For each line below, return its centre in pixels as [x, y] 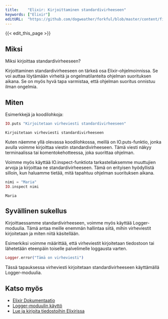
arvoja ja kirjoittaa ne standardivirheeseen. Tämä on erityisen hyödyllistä [80, 167]
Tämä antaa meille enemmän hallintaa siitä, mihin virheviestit [89, 228]
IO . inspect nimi [22, 186]
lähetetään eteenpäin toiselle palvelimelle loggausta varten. [66, 248]
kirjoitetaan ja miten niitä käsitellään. [42, 233]
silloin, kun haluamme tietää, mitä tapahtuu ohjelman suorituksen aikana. [80, 172]
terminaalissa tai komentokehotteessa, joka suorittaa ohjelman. [70, 152]
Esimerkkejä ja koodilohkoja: [34, 114]
